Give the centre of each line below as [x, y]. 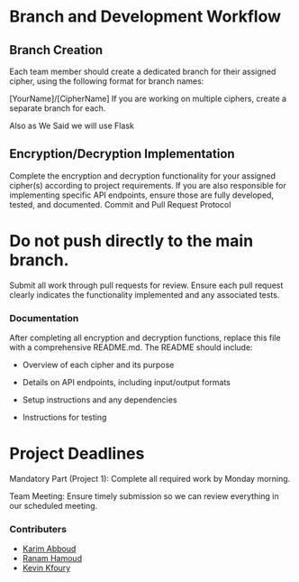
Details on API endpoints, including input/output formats [127, 383]
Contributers [38, 529]
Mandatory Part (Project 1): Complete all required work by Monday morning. [150, 478]
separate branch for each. [58, 108]
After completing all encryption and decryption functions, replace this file [145, 338]
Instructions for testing [64, 418]
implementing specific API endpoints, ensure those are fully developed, [142, 195]
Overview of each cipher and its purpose [98, 365]
